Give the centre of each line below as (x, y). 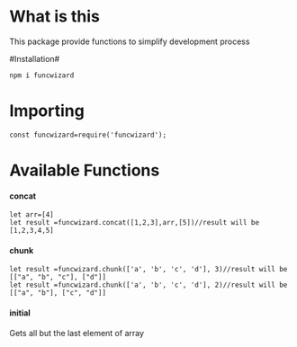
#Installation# (35, 58)
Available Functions (85, 170)
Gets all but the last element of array (77, 333)
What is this (55, 17)
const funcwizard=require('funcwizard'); (88, 135)
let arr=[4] (31, 215)
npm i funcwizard (42, 75)
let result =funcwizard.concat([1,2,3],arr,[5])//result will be (134, 223)
